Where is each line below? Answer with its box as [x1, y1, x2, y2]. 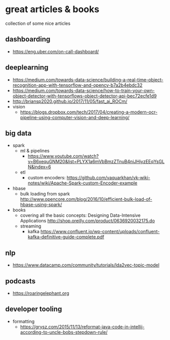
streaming [20, 223, 41, 229]
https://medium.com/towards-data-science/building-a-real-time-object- [12, 77, 163, 83]
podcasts [5, 277, 36, 285]
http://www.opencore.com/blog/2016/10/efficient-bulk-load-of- [20, 196, 153, 202]
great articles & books [5, 4, 100, 15]
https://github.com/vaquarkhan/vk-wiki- [66, 175, 151, 181]
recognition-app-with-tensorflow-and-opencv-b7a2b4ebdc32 [12, 82, 143, 88]
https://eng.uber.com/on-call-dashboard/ [12, 48, 99, 54]
